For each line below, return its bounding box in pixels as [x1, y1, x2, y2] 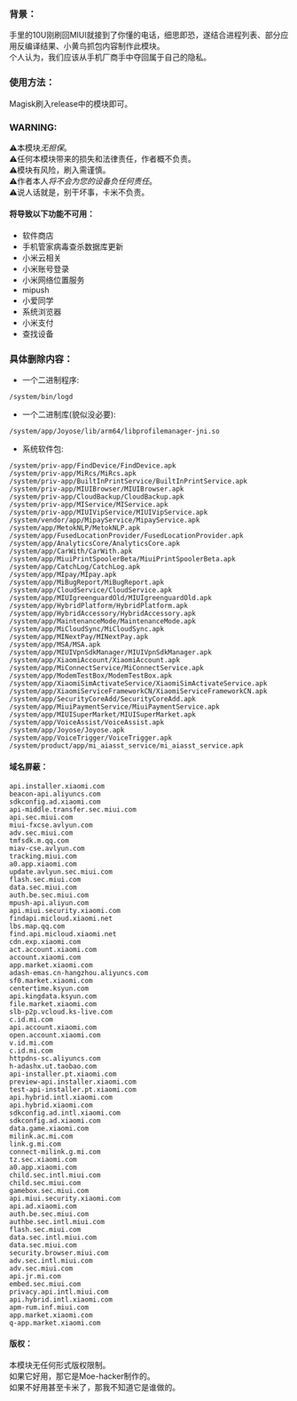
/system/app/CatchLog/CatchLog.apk [9, 563, 141, 572]
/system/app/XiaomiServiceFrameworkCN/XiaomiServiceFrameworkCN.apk [9, 687, 268, 696]
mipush [21, 284, 50, 295]
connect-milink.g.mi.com [9, 1147, 101, 1157]
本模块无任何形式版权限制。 [9, 1359, 111, 1370]
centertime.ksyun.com [9, 984, 90, 993]
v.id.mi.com [9, 1038, 53, 1047]
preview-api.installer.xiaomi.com [9, 1077, 137, 1086]
